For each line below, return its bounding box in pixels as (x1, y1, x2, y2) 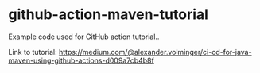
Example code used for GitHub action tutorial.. (8, 32, 160, 41)
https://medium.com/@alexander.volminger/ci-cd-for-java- (58, 47, 252, 56)
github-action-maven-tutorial (8, 6, 209, 24)
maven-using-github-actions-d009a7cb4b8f (8, 56, 155, 65)
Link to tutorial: (8, 47, 57, 56)
